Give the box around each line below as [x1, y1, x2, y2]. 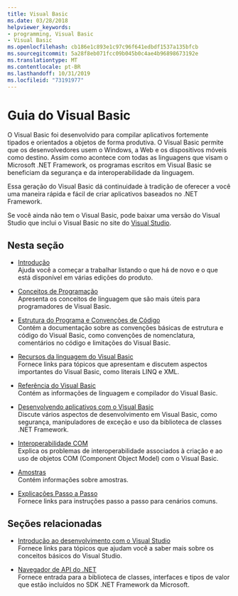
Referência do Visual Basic [17, 381, 96, 390]
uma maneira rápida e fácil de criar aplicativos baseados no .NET [7, 190, 198, 198]
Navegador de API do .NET [17, 565, 97, 573]
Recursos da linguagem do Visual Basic [17, 353, 134, 361]
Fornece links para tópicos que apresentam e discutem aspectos [17, 360, 208, 368]
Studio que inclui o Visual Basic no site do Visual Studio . [7, 218, 172, 228]
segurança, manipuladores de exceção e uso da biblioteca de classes [17, 417, 222, 427]
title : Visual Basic [7, 10, 69, 18]
